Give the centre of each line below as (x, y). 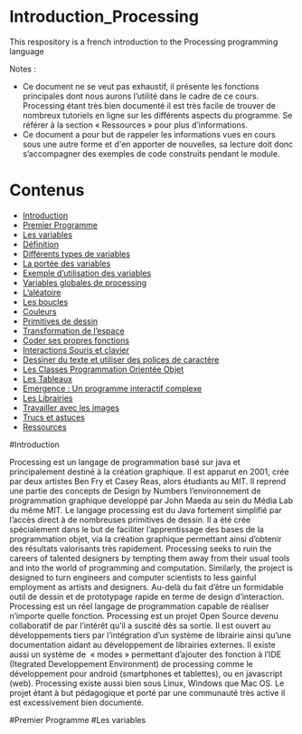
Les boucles (45, 301)
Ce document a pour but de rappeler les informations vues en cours (149, 134)
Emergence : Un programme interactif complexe (112, 388)
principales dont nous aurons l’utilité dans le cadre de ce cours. (141, 96)
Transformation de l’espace (73, 330)
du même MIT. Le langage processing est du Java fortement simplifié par (146, 510)
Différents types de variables (76, 253)
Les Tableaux (47, 378)
